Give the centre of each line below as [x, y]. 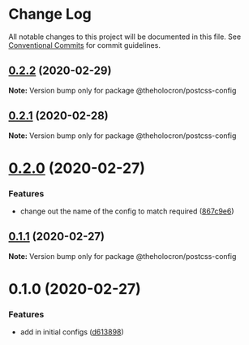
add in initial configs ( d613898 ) [72, 332]
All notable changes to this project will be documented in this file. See [125, 37]
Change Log [50, 14]
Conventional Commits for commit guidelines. [84, 45]
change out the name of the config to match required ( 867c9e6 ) [127, 211]
